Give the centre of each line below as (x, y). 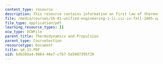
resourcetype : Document (29, 45)
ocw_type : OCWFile (24, 32)
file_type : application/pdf (33, 23)
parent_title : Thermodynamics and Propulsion (52, 37)
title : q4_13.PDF (23, 50)
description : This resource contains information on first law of (73, 14)
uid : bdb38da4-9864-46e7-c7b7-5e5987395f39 (50, 54)
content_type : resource (29, 9)
